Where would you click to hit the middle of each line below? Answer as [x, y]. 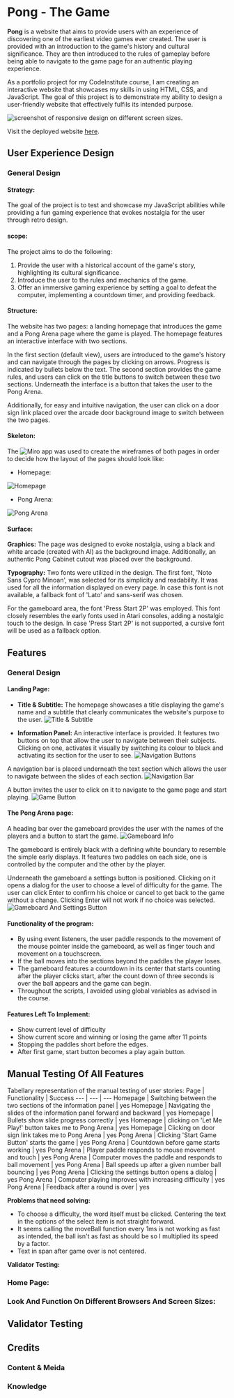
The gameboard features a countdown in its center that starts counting [119, 969]
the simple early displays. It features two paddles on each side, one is [107, 857]
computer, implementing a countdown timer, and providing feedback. [116, 294]
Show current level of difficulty [61, 1030]
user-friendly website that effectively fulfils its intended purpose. [100, 104]
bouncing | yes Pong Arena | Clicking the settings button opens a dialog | [112, 1172]
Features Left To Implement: [49, 1014]
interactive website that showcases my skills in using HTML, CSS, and [108, 89]
